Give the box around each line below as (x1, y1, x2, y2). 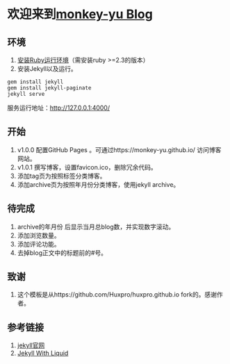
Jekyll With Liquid (17, 349, 69, 358)
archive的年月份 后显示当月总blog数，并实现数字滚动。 (17, 222, 175, 231)
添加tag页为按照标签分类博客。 (17, 172, 106, 180)
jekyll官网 (17, 341, 45, 349)
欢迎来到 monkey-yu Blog (7, 6, 153, 22)
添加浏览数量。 (17, 231, 60, 240)
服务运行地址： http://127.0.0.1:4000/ (7, 104, 110, 112)
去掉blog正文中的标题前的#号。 (17, 248, 108, 257)
